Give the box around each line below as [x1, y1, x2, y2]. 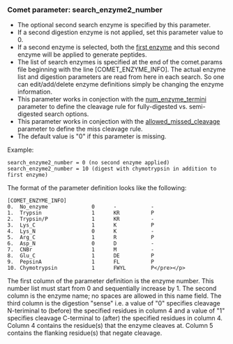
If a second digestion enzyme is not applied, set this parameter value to [17, 28, 223, 36]
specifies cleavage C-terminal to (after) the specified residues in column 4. [7, 314, 223, 322]
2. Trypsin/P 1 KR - [7, 215, 155, 223]
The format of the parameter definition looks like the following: [7, 184, 187, 192]
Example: [7, 145, 34, 155]
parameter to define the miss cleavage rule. [17, 124, 143, 134]
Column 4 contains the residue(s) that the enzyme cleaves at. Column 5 [7, 322, 213, 330]
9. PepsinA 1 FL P [7, 259, 155, 266]
